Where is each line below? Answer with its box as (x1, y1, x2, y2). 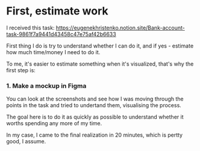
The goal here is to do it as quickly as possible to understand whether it (6, 113, 184, 121)
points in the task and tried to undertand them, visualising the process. (6, 102, 182, 109)
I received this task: (6, 24, 55, 31)
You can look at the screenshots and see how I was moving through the (6, 95, 184, 103)
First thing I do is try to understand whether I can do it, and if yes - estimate (6, 42, 194, 49)
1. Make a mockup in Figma (6, 81, 87, 90)
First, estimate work (6, 4, 108, 18)
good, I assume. (6, 138, 46, 145)
